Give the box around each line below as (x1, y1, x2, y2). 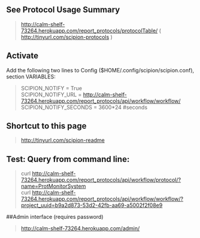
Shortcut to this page (6, 121, 87, 131)
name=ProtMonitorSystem (20, 182, 86, 190)
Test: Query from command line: (6, 154, 130, 164)
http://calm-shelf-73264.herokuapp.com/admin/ (20, 225, 140, 232)
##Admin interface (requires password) (6, 213, 104, 221)
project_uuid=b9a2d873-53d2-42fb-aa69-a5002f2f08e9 (20, 202, 163, 209)
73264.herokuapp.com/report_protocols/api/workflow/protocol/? (20, 176, 181, 184)
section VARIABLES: (6, 73, 56, 80)
